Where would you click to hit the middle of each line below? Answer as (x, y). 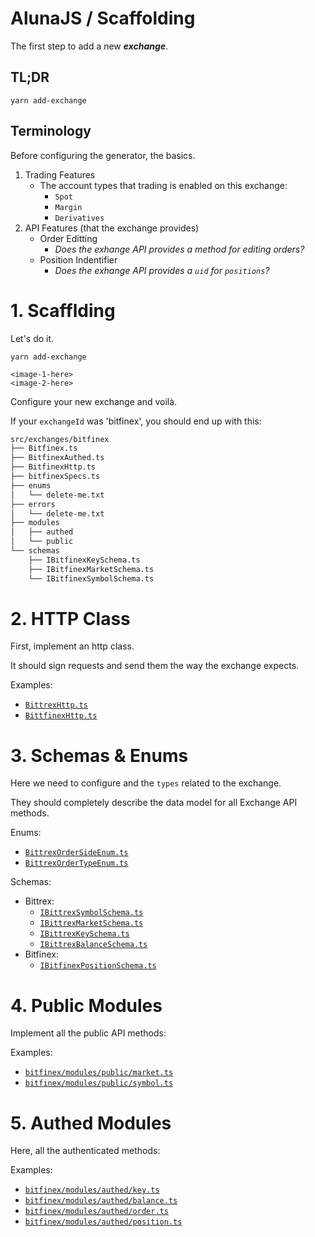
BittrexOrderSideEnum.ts (76, 853)
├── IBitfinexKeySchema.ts (84, 560)
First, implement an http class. (72, 646)
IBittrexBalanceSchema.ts (93, 945)
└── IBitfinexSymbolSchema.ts (91, 578)
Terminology (51, 131)
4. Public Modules (86, 1005)
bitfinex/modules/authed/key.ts (92, 1190)
